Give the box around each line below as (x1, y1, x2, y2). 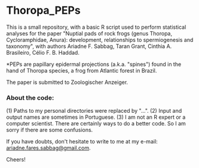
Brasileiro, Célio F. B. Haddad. (6, 49, 79, 56)
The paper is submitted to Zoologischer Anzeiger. (6, 79, 128, 86)
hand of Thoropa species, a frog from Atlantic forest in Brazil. (6, 67, 157, 74)
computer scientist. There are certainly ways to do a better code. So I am (6, 120, 186, 127)
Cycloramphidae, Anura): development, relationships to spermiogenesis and (6, 36, 194, 43)
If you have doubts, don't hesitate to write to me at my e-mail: (6, 138, 158, 145)
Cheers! (6, 156, 26, 163)
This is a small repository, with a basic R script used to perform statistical (6, 23, 186, 31)
